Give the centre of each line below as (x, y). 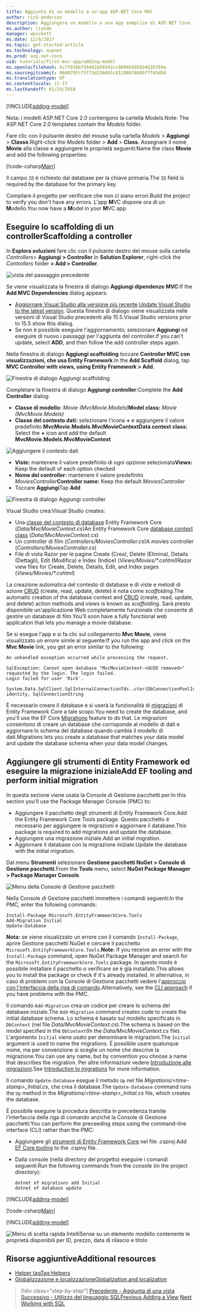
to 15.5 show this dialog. (44, 323)
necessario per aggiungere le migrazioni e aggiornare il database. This (101, 825)
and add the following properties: (47, 154)
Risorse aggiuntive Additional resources (81, 1258)
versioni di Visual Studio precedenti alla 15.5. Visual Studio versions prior (103, 317)
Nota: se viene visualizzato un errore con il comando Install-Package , (93, 937)
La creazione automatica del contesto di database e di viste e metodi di (93, 584)
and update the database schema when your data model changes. (87, 743)
